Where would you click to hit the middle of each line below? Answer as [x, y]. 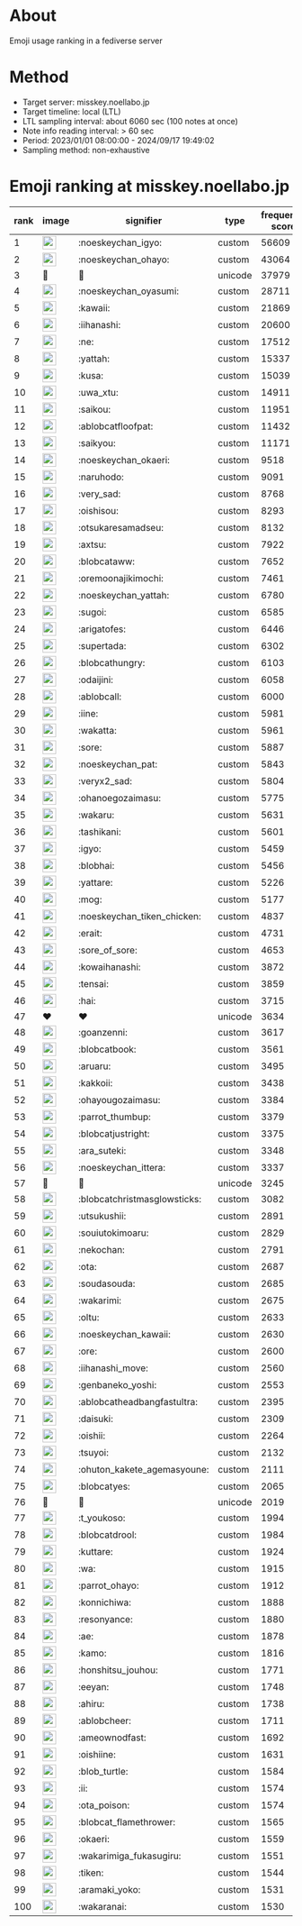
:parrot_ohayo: [108, 1585]
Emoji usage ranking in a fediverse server [86, 41]
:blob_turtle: [103, 1771]
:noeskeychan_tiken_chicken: [139, 916]
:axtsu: [92, 544]
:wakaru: [96, 815]
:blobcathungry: [111, 662]
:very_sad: [99, 494]
